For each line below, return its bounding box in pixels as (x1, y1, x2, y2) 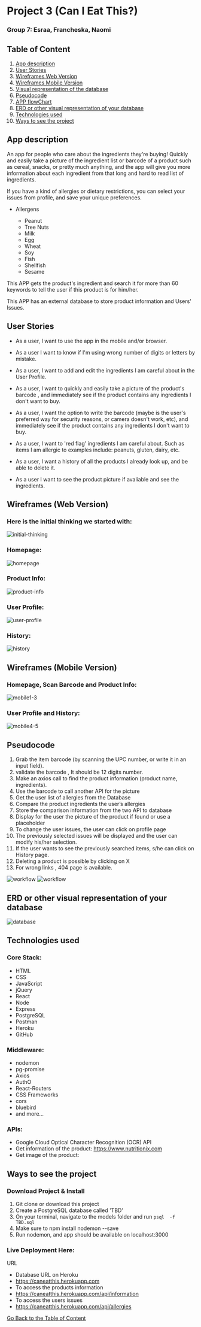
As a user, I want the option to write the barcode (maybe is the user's (15, 409, 186, 416)
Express (15, 1005, 36, 1013)
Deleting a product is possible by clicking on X (15, 858, 130, 865)
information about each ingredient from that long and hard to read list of (7, 169, 184, 177)
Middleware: (7, 1046, 44, 1054)
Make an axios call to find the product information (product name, (15, 775, 178, 782)
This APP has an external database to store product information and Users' (7, 298, 192, 305)
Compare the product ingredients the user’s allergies (15, 801, 145, 808)
